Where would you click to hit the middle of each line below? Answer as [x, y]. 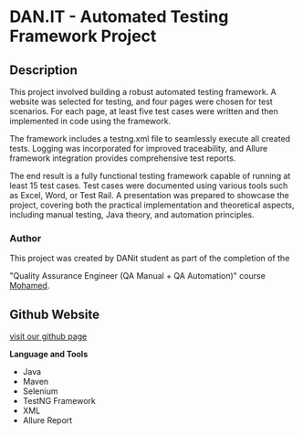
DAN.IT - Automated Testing [119, 17]
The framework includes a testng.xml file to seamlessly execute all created [150, 138]
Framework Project [83, 36]
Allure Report [47, 420]
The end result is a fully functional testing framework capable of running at [150, 176]
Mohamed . [30, 286]
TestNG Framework [59, 401]
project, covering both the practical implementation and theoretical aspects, [152, 205]
